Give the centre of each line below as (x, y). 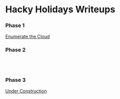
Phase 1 (15, 26)
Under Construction (26, 91)
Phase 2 (16, 50)
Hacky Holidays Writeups (61, 9)
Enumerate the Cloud (28, 36)
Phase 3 (16, 80)
